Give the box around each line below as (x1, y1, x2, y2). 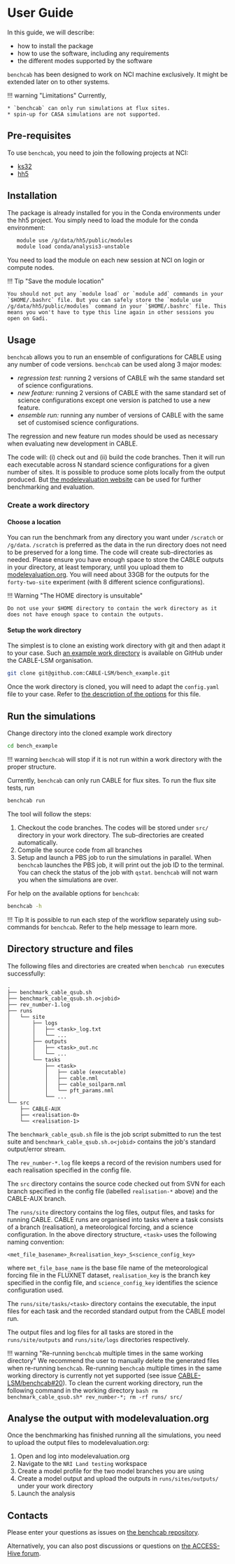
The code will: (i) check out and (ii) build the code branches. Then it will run (7, 453, 225, 462)
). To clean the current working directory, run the (62, 1378, 203, 1387)
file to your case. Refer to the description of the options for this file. (7, 690, 201, 699)
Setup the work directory (7, 626, 82, 634)
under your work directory (17, 1482, 93, 1490)
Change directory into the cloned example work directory (7, 729, 173, 737)
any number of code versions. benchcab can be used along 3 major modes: (7, 360, 222, 369)
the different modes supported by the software (17, 56, 152, 64)
